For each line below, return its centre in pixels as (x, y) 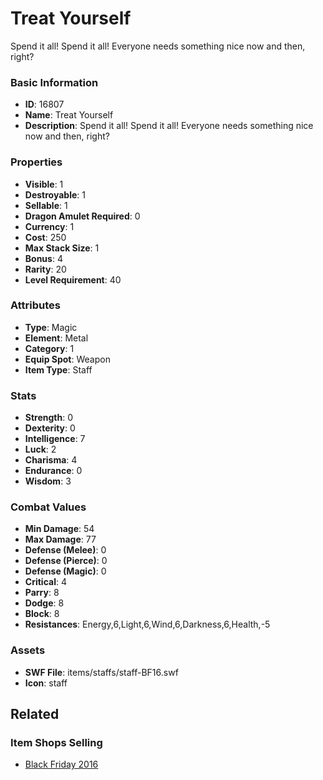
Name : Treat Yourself (69, 115)
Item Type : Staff (58, 369)
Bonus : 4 (43, 258)
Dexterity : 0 (50, 428)
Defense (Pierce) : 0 (66, 561)
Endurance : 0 (53, 471)
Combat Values (48, 507)
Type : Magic (51, 327)
